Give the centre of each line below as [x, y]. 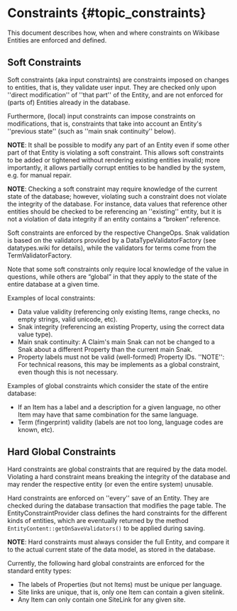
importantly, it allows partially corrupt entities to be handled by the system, [116, 167]
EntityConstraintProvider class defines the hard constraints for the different [117, 513]
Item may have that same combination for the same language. [108, 414]
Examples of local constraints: [51, 298]
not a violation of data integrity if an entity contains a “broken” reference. [114, 219]
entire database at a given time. [54, 284]
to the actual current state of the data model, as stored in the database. [111, 549]
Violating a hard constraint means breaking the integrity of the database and [119, 476]
